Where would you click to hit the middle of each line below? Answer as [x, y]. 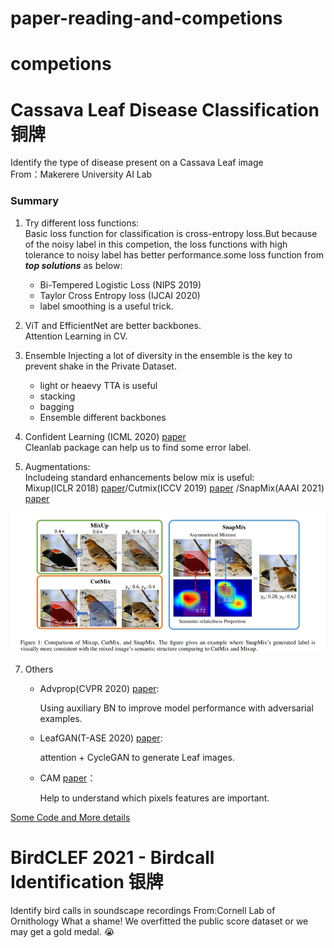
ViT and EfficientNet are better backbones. [113, 325]
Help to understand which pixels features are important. [154, 798]
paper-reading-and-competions [146, 18]
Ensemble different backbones [103, 417]
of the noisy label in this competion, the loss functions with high [156, 244]
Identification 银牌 [87, 882]
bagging [57, 406]
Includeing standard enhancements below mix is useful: [139, 477]
